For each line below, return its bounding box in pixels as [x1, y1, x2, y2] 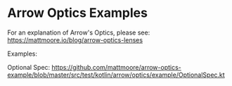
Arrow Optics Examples [7, 5, 148, 21]
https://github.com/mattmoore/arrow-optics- [51, 63, 181, 71]
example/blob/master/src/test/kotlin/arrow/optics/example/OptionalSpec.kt [7, 70, 225, 79]
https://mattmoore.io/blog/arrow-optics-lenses [7, 35, 143, 44]
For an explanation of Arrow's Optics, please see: [7, 28, 150, 37]
